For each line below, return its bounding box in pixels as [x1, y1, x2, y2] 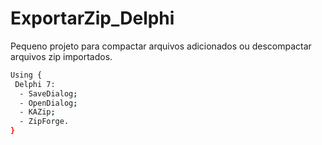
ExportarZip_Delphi [10, 7, 175, 30]
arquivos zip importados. [10, 50, 113, 62]
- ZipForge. [19, 117, 70, 127]
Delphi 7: [14, 79, 56, 89]
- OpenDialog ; [19, 98, 78, 108]
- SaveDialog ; [19, 88, 78, 99]
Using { [10, 70, 43, 80]
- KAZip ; [19, 107, 56, 117]
